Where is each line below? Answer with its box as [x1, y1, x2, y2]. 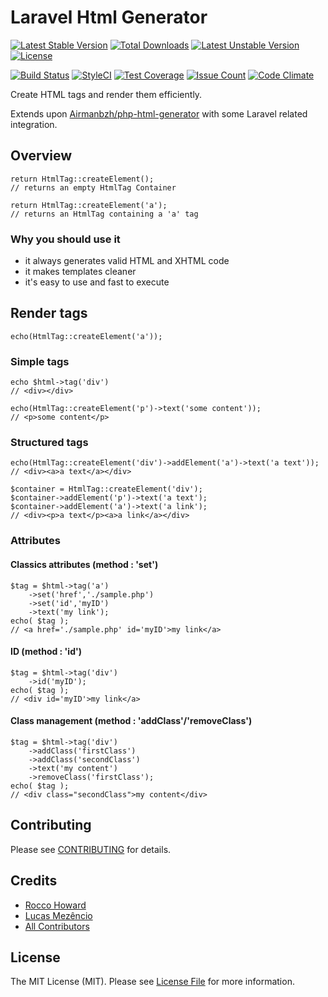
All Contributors [24, 920, 90, 932]
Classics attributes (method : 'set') [10, 558, 159, 570]
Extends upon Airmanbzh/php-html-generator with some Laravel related [10, 107, 308, 120]
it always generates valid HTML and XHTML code [24, 255, 230, 267]
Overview [10, 147, 73, 165]
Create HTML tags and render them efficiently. [10, 88, 203, 100]
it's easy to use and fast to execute [24, 276, 170, 288]
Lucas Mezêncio [24, 909, 93, 921]
